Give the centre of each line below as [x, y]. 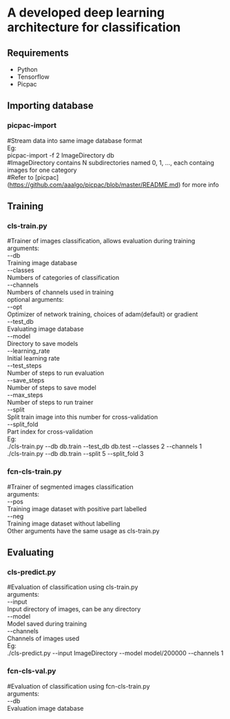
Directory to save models [43, 344]
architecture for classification [94, 27]
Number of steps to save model [52, 387]
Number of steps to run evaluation [56, 373]
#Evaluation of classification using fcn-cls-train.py [79, 686]
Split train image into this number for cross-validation [83, 417]
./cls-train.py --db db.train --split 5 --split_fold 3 [75, 454]
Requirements [38, 53]
